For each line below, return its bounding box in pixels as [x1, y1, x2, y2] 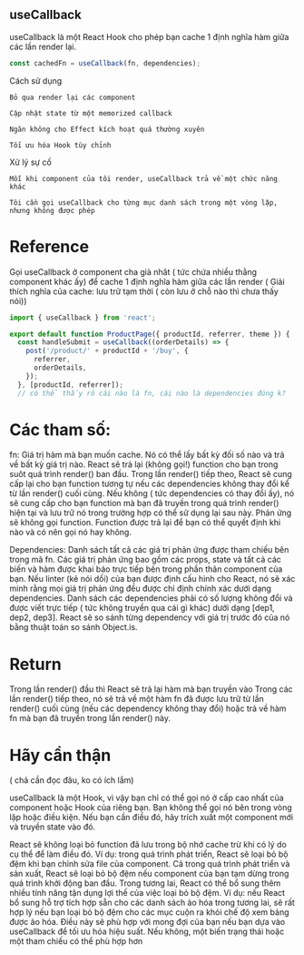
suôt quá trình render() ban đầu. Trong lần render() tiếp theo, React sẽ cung [9, 469, 292, 480]
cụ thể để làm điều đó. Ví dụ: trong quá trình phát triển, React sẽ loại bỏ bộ [9, 848, 289, 859]
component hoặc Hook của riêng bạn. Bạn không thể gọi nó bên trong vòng [9, 802, 292, 813]
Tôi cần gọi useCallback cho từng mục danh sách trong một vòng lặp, [9, 198, 279, 208]
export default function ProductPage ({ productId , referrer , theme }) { [9, 330, 290, 339]
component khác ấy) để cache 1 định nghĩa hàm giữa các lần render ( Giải [9, 276, 285, 287]
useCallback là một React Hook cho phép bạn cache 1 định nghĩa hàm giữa [9, 31, 289, 42]
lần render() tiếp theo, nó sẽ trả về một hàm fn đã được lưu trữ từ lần [9, 694, 265, 705]
